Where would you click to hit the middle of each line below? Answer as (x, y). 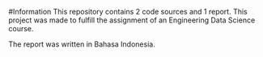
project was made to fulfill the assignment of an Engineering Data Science (132, 20)
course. (21, 28)
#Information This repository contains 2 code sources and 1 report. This (128, 12)
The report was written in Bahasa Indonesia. (82, 44)
